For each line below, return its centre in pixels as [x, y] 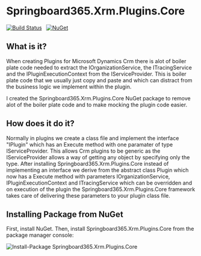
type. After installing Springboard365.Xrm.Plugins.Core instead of [88, 163]
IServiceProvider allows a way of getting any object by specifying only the [98, 157]
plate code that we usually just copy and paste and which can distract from [99, 80]
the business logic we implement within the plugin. [69, 87]
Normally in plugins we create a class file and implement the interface [93, 138]
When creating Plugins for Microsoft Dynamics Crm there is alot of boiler [96, 61]
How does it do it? [41, 123]
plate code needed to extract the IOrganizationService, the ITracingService [99, 67]
